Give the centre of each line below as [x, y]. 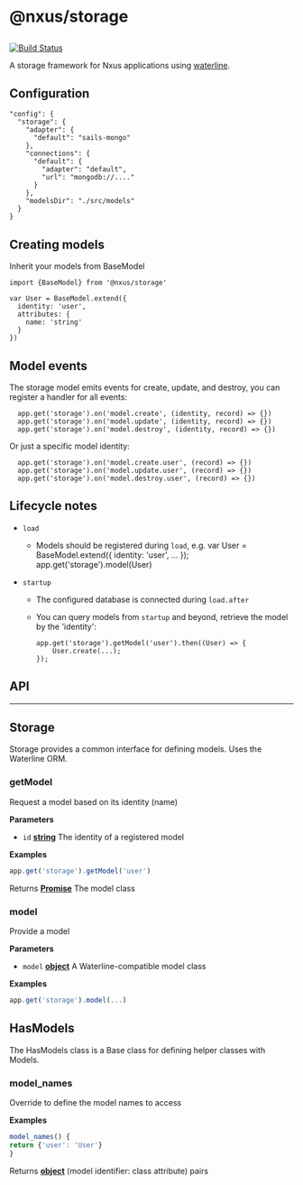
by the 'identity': [66, 626]
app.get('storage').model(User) [94, 564]
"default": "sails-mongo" [82, 138]
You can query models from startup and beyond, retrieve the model [162, 616]
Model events [49, 366]
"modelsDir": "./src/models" [80, 201]
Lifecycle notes [53, 506]
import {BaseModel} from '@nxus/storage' [88, 283]
